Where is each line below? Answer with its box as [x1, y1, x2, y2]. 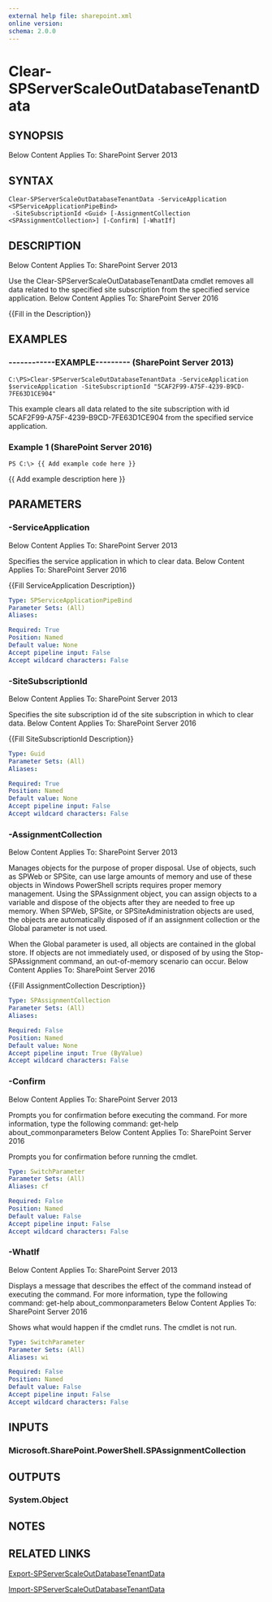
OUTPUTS [8, 1470, 61, 1483]
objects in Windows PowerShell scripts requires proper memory [8, 881, 222, 890]
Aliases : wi [8, 1353, 49, 1362]
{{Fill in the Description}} [8, 310, 92, 318]
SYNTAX [8, 174, 54, 188]
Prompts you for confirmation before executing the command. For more [8, 1110, 248, 1119]
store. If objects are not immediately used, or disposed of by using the [8, 948, 244, 958]
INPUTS [8, 1421, 49, 1435]
